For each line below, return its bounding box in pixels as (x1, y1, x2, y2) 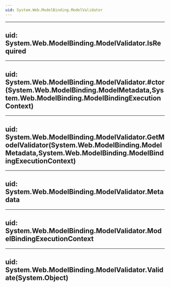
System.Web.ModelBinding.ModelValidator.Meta (5, 187, 164, 196)
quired (5, 47, 26, 56)
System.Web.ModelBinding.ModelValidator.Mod (5, 227, 162, 235)
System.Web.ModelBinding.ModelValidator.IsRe (5, 39, 161, 48)
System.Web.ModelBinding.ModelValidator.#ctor (5, 78, 165, 86)
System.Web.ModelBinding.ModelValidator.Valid (5, 266, 163, 274)
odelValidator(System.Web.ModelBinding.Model (5, 141, 162, 149)
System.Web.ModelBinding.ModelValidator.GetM (5, 133, 165, 141)
